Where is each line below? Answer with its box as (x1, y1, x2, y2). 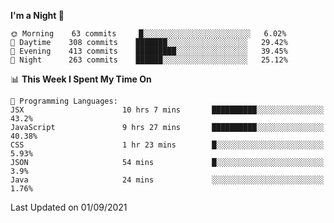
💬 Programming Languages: (10, 96, 118, 106)
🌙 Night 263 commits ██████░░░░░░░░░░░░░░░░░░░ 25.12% (10, 55, 288, 65)
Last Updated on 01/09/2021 (10, 201, 128, 213)
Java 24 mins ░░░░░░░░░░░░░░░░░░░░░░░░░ (10, 175, 325, 185)
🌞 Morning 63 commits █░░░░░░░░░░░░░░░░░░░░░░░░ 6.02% (10, 29, 287, 39)
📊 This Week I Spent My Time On (10, 73, 152, 85)
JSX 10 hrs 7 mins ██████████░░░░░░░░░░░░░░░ (10, 105, 325, 115)
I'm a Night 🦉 (10, 10, 65, 21)
